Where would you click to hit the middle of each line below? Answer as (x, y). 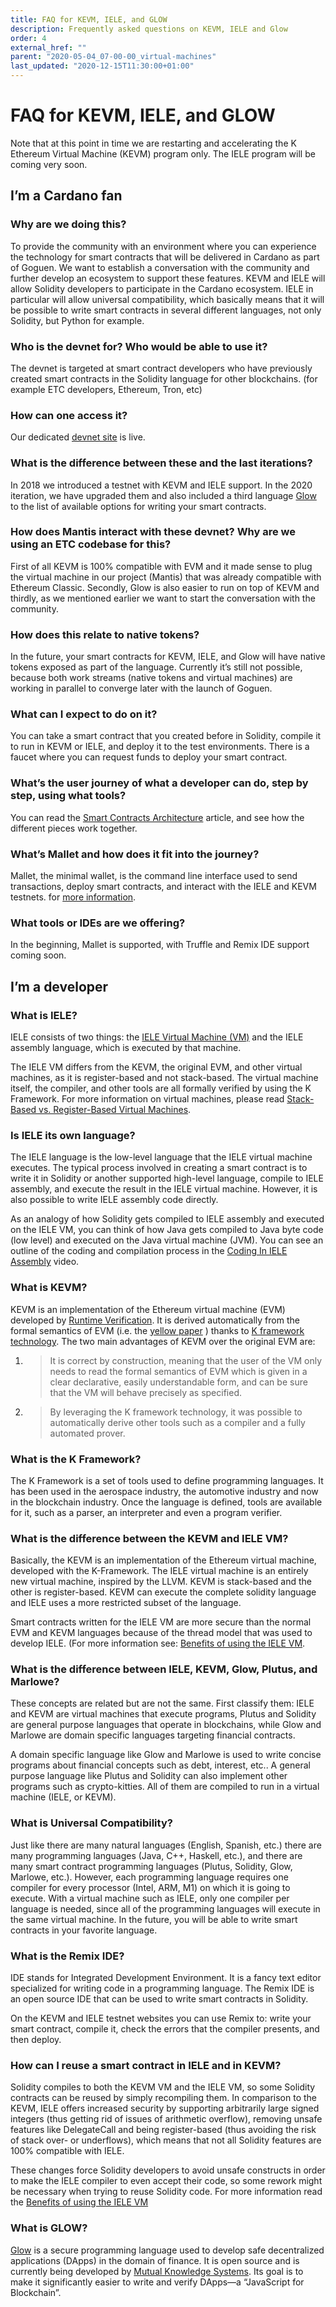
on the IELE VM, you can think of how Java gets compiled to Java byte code (167, 1230)
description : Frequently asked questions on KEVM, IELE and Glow (149, 29)
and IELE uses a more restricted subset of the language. (126, 1603)
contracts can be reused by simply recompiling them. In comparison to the (163, 2098)
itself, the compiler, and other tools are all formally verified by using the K (161, 1088)
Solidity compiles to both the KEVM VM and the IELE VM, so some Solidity (163, 2087)
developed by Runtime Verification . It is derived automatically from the (155, 1320)
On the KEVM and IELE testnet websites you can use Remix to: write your (161, 2018)
